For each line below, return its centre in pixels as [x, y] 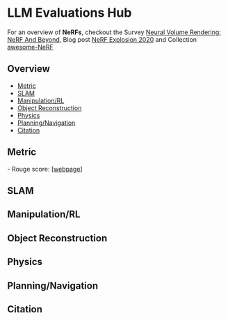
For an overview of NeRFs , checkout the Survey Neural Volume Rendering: [114, 32]
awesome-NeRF [30, 47]
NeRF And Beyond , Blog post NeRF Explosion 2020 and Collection [102, 39]
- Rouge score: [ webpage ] [45, 169]
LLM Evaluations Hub [70, 13]
